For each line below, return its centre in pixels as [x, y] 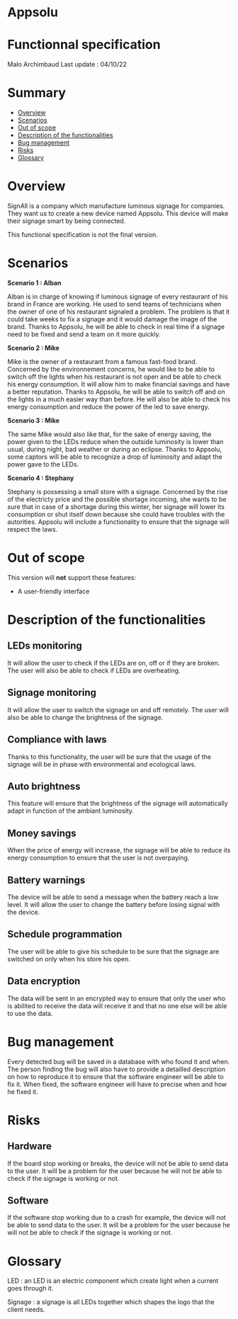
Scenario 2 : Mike [34, 348]
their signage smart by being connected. [67, 221]
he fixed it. [23, 1092]
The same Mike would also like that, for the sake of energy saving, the [109, 434]
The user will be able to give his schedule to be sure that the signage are [113, 951]
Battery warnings [46, 880]
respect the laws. [33, 529]
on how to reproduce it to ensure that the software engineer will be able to [116, 1076]
